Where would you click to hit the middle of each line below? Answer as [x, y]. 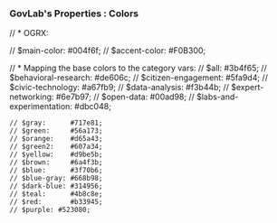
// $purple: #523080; [50, 210]
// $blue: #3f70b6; [56, 171]
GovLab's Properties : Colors [74, 14]
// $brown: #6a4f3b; [56, 163]
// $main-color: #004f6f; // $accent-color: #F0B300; [108, 51]
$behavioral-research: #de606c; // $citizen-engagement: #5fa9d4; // [139, 78]
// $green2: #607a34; [56, 147]
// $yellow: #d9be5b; [56, 155]
